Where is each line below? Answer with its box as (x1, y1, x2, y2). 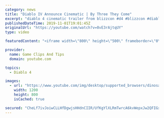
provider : (5, 47, 25, 52)
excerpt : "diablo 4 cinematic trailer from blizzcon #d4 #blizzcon (5, 16, 145, 21)
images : (5, 79, 21, 83)
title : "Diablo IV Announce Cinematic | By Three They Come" (5, 12, 132, 17)
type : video (5, 30, 29, 35)
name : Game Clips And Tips (9, 52, 64, 57)
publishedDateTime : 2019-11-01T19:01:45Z (5, 20, 91, 26)
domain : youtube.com (9, 57, 51, 61)
